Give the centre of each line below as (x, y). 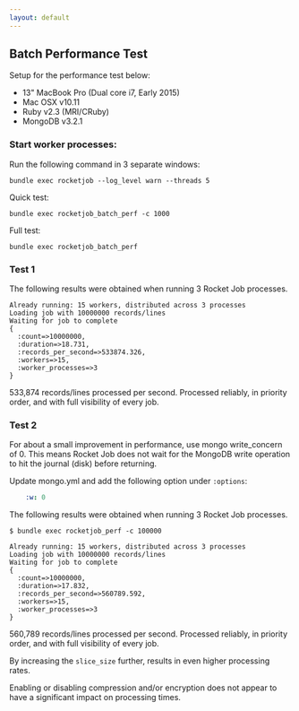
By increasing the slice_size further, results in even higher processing (140, 661)
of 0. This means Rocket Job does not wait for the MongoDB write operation (150, 455)
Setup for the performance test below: (80, 75)
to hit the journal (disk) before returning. (83, 464)
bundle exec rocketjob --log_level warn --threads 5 (110, 180)
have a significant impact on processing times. (95, 698)
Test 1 (22, 269)
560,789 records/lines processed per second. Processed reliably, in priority (149, 634)
